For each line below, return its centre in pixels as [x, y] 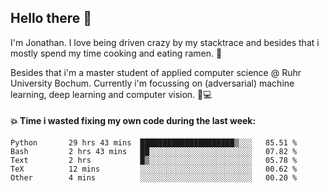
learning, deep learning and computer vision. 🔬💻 [111, 94]
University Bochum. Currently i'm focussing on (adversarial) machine [152, 83]
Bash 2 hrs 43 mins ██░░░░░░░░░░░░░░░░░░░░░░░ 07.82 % [154, 152]
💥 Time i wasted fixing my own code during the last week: [133, 121]
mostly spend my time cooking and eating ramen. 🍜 [116, 53]
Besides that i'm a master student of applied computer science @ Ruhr [156, 72]
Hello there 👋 [51, 18]
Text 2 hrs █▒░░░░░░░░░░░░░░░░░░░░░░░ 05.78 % [154, 161]
